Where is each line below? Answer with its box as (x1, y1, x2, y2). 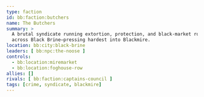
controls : (6, 54, 32, 60)
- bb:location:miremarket (12, 59, 78, 65)
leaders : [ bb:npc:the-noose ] (6, 48, 86, 54)
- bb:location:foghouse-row (12, 64, 83, 71)
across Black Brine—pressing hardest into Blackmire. (12, 37, 151, 43)
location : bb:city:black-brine (6, 43, 86, 49)
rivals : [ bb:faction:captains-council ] (6, 76, 113, 82)
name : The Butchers (6, 20, 56, 26)
